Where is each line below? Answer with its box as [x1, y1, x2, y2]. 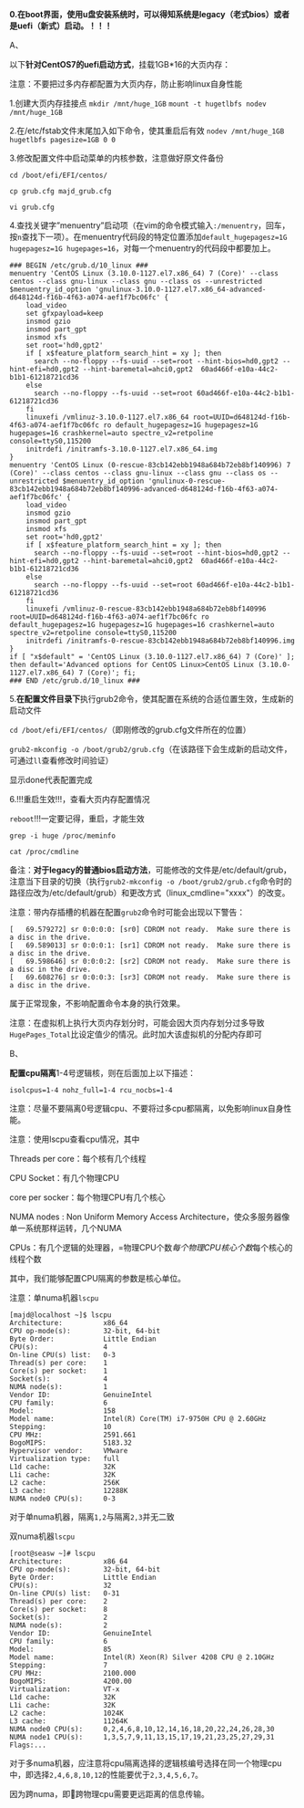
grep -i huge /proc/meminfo [9, 831, 117, 841]
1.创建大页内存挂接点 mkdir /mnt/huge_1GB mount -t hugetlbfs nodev [9, 98, 267, 109]
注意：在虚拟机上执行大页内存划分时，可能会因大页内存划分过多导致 [9, 1018, 265, 1028]
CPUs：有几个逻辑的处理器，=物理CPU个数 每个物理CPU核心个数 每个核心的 [9, 1242, 293, 1253]
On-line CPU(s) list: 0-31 [9, 1589, 120, 1598]
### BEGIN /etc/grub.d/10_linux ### [9, 261, 148, 270]
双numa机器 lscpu [9, 1531, 76, 1542]
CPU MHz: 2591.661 [9, 1430, 137, 1439]
